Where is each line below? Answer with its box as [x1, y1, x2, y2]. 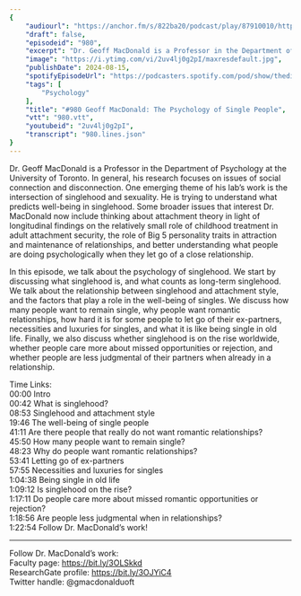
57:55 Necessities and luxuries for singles [9, 464, 164, 476]
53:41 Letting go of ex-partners [9, 455, 125, 466]
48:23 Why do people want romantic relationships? [9, 445, 198, 456]
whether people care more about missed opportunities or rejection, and [9, 342, 273, 353]
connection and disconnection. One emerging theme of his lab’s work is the [9, 181, 288, 193]
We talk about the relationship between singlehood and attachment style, [9, 285, 279, 296]
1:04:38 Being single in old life [9, 474, 121, 485]
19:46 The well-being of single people [9, 416, 150, 427]
